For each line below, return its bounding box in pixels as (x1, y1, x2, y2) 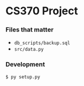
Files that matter (5, 26, 54, 34)
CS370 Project (5, 4, 78, 18)
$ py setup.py (5, 73, 41, 80)
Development (5, 60, 46, 69)
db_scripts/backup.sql (14, 40, 70, 46)
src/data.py (14, 47, 44, 53)
